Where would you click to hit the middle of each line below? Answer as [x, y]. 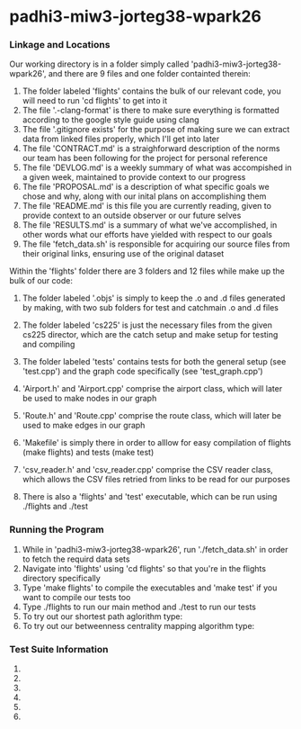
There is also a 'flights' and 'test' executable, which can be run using [150, 497]
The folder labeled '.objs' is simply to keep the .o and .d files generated [154, 298]
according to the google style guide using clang [111, 120]
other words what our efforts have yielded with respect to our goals [147, 235]
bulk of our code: [41, 281]
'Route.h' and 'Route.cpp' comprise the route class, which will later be [151, 416]
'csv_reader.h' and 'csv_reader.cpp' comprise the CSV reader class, [148, 470]
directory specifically [61, 578]
